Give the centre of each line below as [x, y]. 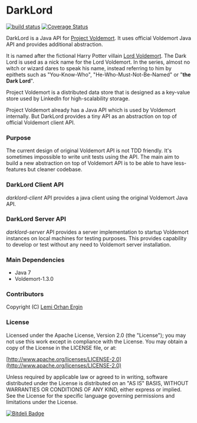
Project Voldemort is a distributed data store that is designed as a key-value [98, 92]
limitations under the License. [42, 402]
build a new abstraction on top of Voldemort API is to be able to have [90, 163]
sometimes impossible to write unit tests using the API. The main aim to [93, 157]
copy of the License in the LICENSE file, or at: [61, 347]
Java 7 [23, 273]
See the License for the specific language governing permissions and [91, 395]
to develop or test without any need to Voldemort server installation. [88, 244]
